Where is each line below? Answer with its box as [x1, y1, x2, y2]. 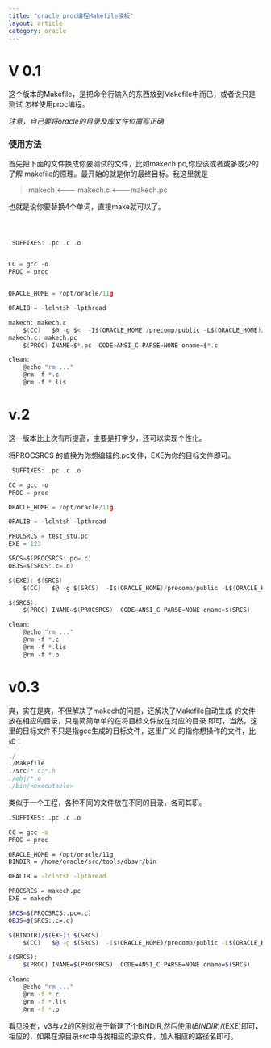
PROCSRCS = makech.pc [8, 887, 81, 895]
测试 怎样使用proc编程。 [8, 99, 90, 109]
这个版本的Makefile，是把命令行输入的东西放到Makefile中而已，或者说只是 [8, 90, 256, 99]
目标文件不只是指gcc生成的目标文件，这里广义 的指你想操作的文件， [22, 726, 249, 736]
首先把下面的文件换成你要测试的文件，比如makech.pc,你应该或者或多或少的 [8, 158, 260, 168]
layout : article [8, 19, 63, 27]
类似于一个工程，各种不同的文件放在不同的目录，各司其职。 [8, 797, 206, 807]
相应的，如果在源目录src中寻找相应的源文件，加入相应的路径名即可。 [8, 1031, 238, 1041]
